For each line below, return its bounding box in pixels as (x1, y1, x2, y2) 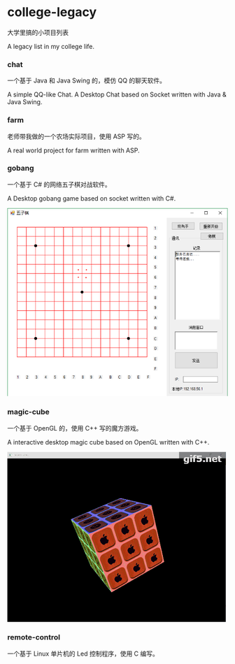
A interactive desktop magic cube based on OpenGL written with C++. (7, 438, 210, 446)
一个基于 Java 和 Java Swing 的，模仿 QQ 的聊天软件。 (7, 76, 166, 85)
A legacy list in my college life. (7, 42, 95, 50)
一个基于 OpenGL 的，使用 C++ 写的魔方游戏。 (7, 424, 143, 432)
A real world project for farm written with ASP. (7, 146, 140, 154)
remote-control (7, 633, 61, 642)
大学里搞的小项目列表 (7, 28, 69, 36)
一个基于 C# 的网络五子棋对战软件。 (7, 180, 111, 189)
